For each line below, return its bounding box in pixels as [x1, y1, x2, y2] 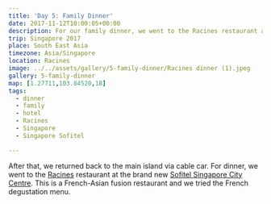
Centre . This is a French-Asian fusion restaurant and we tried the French [8, 178, 248, 188]
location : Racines [8, 57, 70, 65]
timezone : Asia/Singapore [8, 49, 95, 57]
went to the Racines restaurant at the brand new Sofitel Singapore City [8, 169, 243, 179]
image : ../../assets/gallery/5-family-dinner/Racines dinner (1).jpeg [8, 65, 251, 73]
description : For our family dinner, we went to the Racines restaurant [8, 27, 258, 35]
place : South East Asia [8, 42, 89, 50]
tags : [8, 86, 27, 95]
